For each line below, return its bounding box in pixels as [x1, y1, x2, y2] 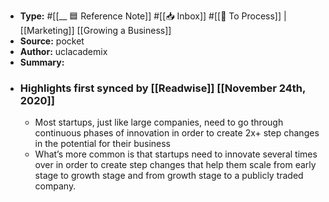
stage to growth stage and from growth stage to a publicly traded [34, 170, 304, 182]
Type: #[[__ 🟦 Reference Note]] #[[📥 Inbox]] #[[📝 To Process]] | [19, 10, 287, 22]
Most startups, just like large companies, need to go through [34, 116, 284, 129]
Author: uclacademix [19, 46, 108, 57]
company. [34, 180, 77, 192]
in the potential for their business [34, 138, 171, 150]
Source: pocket [19, 35, 85, 47]
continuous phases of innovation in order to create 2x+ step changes [34, 127, 320, 139]
